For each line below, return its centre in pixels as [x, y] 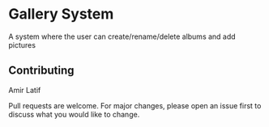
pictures [22, 44]
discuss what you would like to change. [74, 114]
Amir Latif [25, 90]
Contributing [41, 71]
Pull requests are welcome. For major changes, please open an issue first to [135, 105]
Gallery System [61, 14]
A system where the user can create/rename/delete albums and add [122, 36]
